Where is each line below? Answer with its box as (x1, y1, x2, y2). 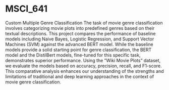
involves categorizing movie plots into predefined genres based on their (5, 25, 155, 31)
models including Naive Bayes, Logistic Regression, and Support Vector (5, 36, 154, 42)
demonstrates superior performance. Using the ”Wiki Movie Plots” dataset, (5, 57, 161, 63)
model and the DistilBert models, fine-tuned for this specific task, (5, 52, 141, 58)
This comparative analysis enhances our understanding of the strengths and (5, 68, 164, 74)
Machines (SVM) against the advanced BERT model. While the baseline (5, 41, 153, 47)
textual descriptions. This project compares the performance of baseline (5, 30, 156, 36)
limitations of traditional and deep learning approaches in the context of (5, 73, 154, 79)
